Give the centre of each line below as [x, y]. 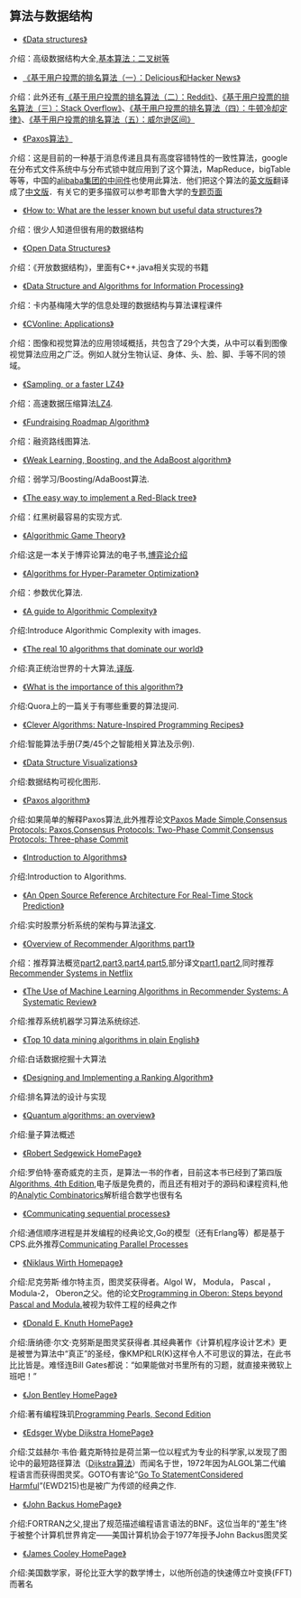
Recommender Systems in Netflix [71, 973]
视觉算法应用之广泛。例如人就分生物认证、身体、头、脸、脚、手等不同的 [143, 354]
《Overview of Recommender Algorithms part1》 [109, 943]
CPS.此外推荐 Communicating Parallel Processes [99, 1244]
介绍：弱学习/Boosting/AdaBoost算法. [79, 479]
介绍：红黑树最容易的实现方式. [66, 517]
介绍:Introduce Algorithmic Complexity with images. [105, 630]
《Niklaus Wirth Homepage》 [73, 1262]
